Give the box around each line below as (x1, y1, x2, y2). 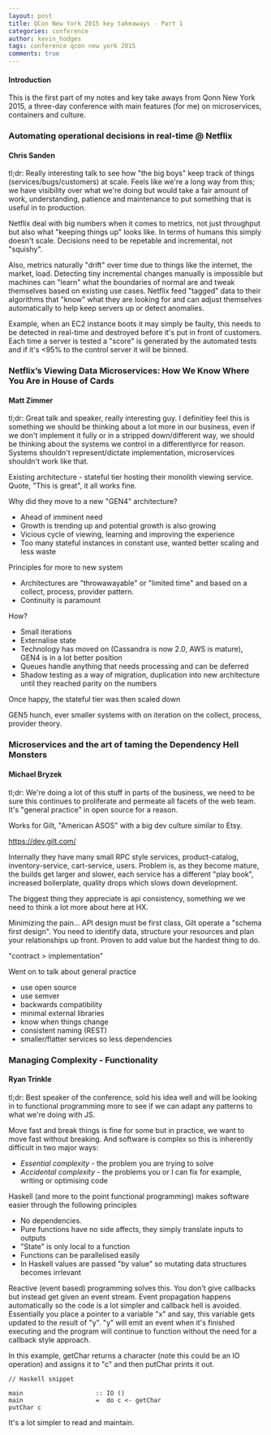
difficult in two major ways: (8, 1142, 99, 1153)
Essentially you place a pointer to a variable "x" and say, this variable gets (8, 1308, 256, 1319)
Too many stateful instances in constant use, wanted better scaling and (19, 538, 260, 548)
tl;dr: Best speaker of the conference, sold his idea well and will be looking (8, 1092, 257, 1102)
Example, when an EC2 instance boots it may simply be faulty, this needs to (8, 319, 261, 329)
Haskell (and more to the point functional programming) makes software (8, 1191, 250, 1201)
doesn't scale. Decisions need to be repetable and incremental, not (8, 236, 233, 246)
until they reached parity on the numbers (19, 679, 157, 688)
